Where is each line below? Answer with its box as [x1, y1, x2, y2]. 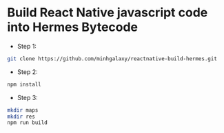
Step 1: [17, 42, 37, 50]
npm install [7, 81, 41, 88]
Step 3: [17, 93, 38, 101]
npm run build [7, 119, 48, 126]
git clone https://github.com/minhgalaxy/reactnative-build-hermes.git [7, 55, 217, 62]
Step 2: [17, 67, 38, 76]
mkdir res [7, 113, 36, 120]
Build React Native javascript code [7, 5, 208, 21]
